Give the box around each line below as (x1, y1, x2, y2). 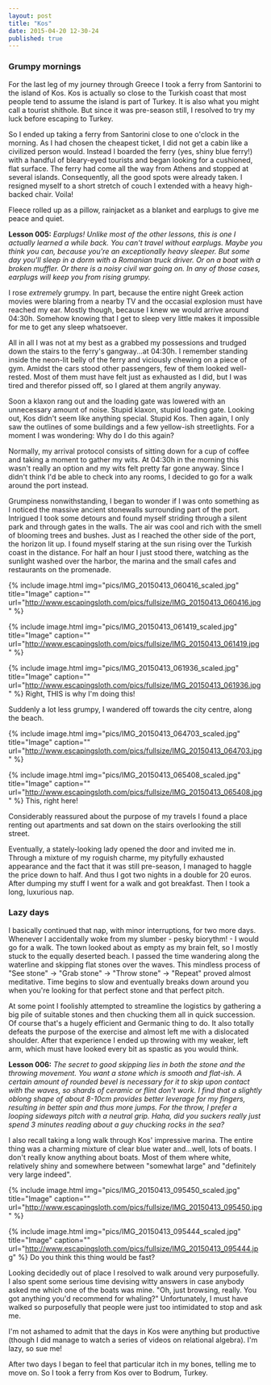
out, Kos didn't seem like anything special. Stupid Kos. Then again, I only (8, 413, 250, 423)
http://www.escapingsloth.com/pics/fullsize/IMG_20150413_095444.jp (24, 1244, 259, 1253)
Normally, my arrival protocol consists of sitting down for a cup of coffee (8, 446, 250, 456)
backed (8, 189, 34, 199)
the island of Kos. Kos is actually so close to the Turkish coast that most (8, 88, 247, 98)
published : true (8, 34, 63, 43)
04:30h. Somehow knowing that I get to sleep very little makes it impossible (8, 313, 260, 323)
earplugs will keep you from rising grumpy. (8, 272, 151, 282)
